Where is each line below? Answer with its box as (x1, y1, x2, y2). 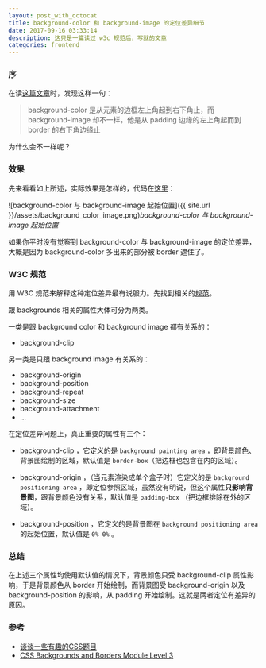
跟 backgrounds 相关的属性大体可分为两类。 (8, 305, 153, 315)
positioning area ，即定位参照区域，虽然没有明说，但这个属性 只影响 (19, 482, 246, 492)
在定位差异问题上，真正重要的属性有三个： (8, 429, 148, 438)
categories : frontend (8, 41, 80, 49)
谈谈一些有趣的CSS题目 (19, 641, 97, 651)
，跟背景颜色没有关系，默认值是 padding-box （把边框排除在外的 (33, 492, 245, 502)
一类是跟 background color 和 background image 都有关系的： (8, 322, 212, 332)
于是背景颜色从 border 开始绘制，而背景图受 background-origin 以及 (21, 581, 245, 590)
